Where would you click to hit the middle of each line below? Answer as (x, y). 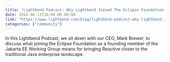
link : (11, 19)
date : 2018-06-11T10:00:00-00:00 (40, 15)
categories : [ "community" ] (34, 24)
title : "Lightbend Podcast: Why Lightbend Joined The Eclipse (72, 10)
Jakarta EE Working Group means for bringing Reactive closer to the (76, 49)
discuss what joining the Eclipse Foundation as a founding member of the (82, 44)
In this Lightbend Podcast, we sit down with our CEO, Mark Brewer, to (78, 38)
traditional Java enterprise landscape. (45, 54)
